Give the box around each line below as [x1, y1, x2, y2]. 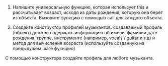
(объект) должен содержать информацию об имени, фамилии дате [12, 30, 157, 35]
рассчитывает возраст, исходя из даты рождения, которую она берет [12, 9, 163, 15]
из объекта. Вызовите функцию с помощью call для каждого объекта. [12, 15, 163, 20]
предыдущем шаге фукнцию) [12, 46, 75, 51]
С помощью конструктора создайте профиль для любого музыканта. [5, 55, 154, 61]
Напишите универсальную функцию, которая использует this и [12, 4, 148, 10]
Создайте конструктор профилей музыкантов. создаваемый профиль [12, 24, 162, 30]
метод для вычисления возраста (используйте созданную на [12, 40, 145, 46]
